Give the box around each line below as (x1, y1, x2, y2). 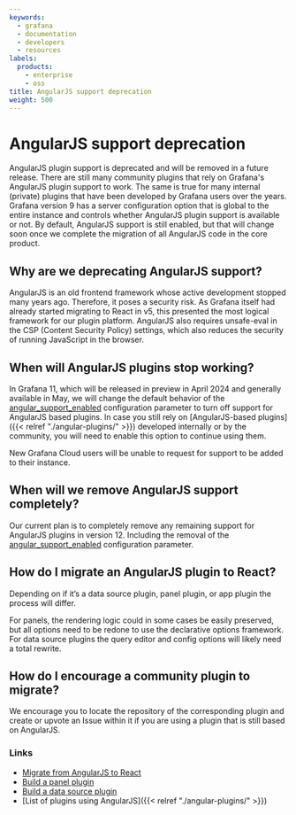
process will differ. (9, 597, 77, 608)
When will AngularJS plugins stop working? (9, 360, 254, 375)
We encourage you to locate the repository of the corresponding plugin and (9, 706, 285, 717)
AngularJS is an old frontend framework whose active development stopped (9, 287, 287, 298)
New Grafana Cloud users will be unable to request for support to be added (9, 447, 284, 458)
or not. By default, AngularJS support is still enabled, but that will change (9, 219, 275, 230)
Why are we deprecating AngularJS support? (9, 263, 262, 279)
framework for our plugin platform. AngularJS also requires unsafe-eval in (9, 315, 277, 326)
